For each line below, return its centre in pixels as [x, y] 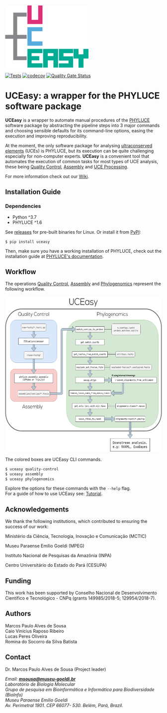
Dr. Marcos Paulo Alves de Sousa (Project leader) [56, 669]
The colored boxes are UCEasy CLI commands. [53, 459]
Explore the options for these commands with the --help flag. [68, 489]
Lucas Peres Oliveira [26, 636]
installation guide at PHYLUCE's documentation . [54, 256]
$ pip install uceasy [28, 242]
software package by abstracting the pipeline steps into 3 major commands [83, 125]
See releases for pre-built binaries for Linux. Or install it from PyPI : [73, 232]
